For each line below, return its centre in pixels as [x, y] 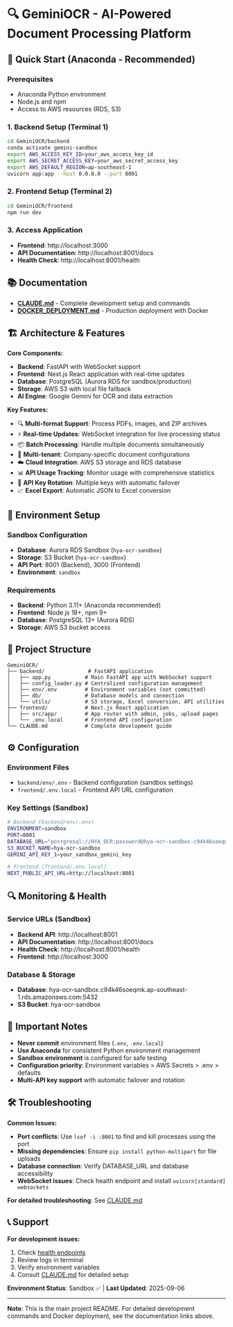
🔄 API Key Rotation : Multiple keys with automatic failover [98, 483]
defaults [29, 1073]
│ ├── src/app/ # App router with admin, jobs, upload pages [113, 714]
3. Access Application [45, 230]
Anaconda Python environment [61, 94]
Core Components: [35, 353]
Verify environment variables [58, 1267]
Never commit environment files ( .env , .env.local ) [90, 1043]
